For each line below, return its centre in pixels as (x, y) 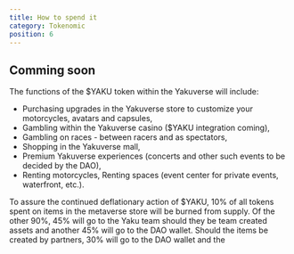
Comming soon (53, 70)
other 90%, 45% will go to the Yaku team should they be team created (138, 221)
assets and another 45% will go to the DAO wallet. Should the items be (139, 230)
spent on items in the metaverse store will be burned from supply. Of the (142, 211)
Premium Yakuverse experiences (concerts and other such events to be (154, 156)
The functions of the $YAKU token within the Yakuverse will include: (134, 92)
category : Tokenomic (48, 26)
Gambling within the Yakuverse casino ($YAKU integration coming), (146, 128)
